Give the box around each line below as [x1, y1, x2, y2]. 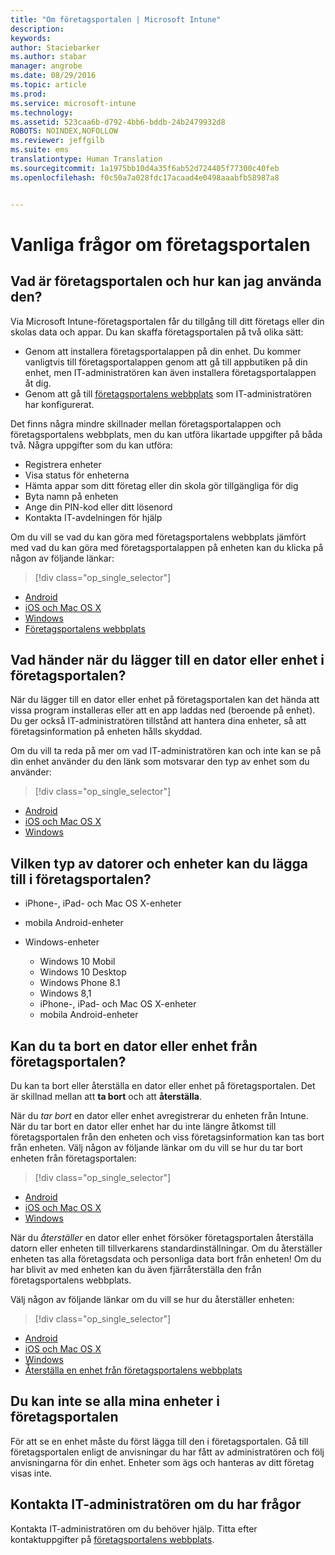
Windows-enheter [24, 936, 100, 948]
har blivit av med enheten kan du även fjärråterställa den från [10, 1263, 262, 1275]
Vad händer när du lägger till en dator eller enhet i [10, 651, 325, 668]
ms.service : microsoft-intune [10, 98, 137, 108]
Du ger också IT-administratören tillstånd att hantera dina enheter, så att [10, 715, 307, 727]
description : [10, 24, 65, 34]
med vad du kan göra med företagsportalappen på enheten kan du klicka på [10, 541, 324, 553]
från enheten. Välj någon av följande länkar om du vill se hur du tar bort [10, 1141, 303, 1153]
